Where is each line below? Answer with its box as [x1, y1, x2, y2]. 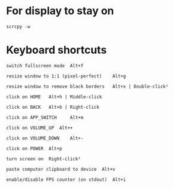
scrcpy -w [6, 24, 31, 30]
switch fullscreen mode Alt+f [6, 63, 84, 69]
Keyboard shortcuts [6, 43, 107, 57]
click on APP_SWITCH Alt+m [6, 114, 84, 121]
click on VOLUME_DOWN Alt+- [6, 135, 84, 141]
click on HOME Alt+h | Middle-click [6, 93, 102, 100]
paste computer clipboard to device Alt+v [6, 166, 116, 172]
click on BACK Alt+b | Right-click [6, 104, 100, 110]
